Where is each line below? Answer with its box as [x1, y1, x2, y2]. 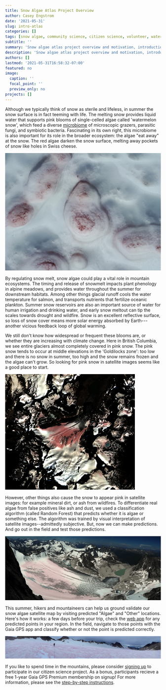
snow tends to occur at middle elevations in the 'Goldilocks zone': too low [5, 348, 155, 354]
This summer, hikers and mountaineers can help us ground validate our [5, 605, 150, 611]
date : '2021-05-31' [5, 18, 45, 23]
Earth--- [130, 317, 148, 323]
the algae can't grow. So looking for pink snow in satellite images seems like [5, 359, 160, 365]
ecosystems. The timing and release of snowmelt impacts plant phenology [5, 281, 157, 287]
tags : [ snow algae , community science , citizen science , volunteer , [5, 34, 149, 39]
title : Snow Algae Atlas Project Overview [5, 8, 94, 13]
